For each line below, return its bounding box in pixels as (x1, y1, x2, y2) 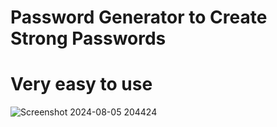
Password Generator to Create (10, 6, 268, 29)
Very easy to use (10, 73, 153, 96)
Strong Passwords (10, 27, 167, 50)
